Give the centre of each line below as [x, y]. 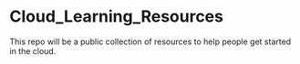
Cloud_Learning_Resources [116, 17]
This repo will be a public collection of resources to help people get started [150, 41]
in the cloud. [33, 50]
